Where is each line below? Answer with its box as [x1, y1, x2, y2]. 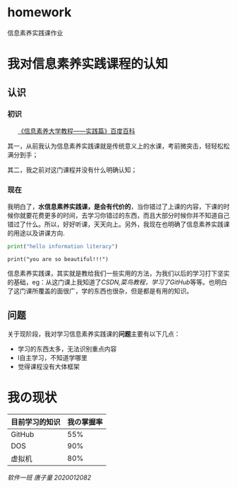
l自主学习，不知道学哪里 [17, 353, 88, 361]
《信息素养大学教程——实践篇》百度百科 [17, 127, 135, 135]
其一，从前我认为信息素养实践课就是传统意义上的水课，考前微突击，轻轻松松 [7, 141, 230, 150]
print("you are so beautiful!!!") [7, 255, 109, 262]
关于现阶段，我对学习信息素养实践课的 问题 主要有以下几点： [7, 330, 181, 338]
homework [7, 4, 72, 21]
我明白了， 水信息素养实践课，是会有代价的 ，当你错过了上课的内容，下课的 [7, 202, 224, 211]
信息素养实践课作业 [7, 28, 63, 37]
